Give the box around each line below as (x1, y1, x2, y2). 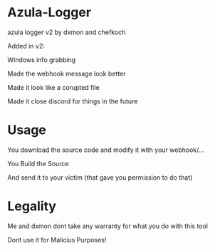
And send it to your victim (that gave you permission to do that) (7, 173, 193, 182)
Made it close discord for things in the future (7, 97, 138, 106)
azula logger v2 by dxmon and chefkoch (7, 28, 126, 36)
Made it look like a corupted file (7, 83, 100, 91)
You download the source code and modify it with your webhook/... (7, 145, 204, 154)
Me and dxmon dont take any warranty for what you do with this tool (7, 222, 209, 230)
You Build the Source (7, 159, 69, 168)
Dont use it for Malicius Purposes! (7, 235, 107, 244)
